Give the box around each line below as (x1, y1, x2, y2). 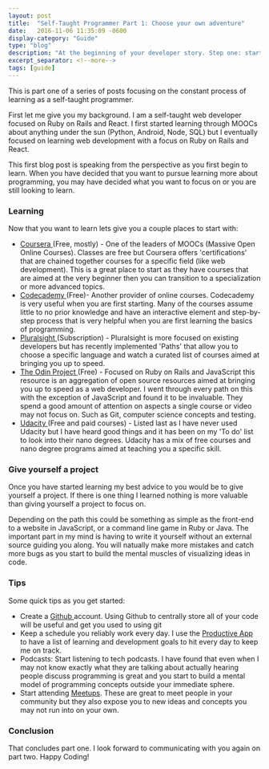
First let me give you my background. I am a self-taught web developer (8, 110, 242, 120)
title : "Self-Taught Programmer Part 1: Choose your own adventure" (8, 19, 246, 27)
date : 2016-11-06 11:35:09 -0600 (8, 26, 127, 35)
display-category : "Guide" (8, 34, 98, 43)
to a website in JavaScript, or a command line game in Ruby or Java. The (8, 523, 249, 533)
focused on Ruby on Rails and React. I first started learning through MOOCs (8, 118, 258, 128)
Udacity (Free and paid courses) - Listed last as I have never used (19, 418, 238, 428)
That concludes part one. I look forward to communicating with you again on (8, 743, 261, 753)
